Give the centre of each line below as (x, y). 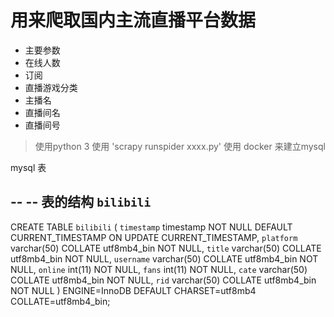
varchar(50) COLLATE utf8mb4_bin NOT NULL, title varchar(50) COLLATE (166, 248)
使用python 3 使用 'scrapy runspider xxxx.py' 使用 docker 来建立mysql (180, 146)
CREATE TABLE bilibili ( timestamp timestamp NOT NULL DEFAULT (151, 227)
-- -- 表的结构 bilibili (81, 202)
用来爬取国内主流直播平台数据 (133, 20)
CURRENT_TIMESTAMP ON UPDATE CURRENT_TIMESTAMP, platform (154, 237)
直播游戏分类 (51, 87)
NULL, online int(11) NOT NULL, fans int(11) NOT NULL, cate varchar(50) (159, 269)
